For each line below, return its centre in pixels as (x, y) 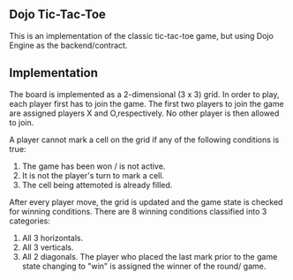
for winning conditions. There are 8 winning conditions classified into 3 (138, 211)
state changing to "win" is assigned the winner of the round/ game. (144, 266)
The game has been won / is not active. (94, 166)
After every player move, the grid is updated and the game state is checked (146, 201)
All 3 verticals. (48, 247)
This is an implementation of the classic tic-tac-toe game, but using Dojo (141, 35)
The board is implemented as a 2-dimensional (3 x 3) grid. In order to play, (144, 94)
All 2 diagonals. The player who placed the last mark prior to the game (150, 256)
